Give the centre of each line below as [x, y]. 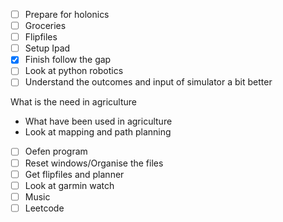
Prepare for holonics [67, 14]
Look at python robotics [74, 71]
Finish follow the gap [68, 60]
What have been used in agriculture [98, 121]
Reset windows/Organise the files [94, 163]
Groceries [45, 26]
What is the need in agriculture [74, 102]
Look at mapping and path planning [98, 132]
